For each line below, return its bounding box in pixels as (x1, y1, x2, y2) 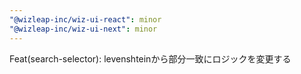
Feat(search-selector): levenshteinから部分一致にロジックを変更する (9, 52, 292, 65)
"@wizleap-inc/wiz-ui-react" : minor (9, 14, 162, 25)
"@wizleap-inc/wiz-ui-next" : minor (9, 24, 158, 34)
